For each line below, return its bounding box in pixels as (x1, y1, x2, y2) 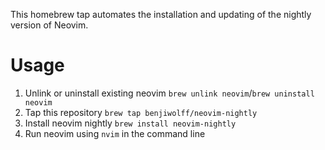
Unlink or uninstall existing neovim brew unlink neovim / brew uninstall (24, 87, 315, 99)
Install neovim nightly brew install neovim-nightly (24, 117, 237, 129)
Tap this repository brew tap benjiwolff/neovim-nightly (24, 106, 258, 118)
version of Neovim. (10, 19, 89, 31)
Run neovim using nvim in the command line (24, 127, 206, 139)
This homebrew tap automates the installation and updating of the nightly (10, 9, 312, 20)
